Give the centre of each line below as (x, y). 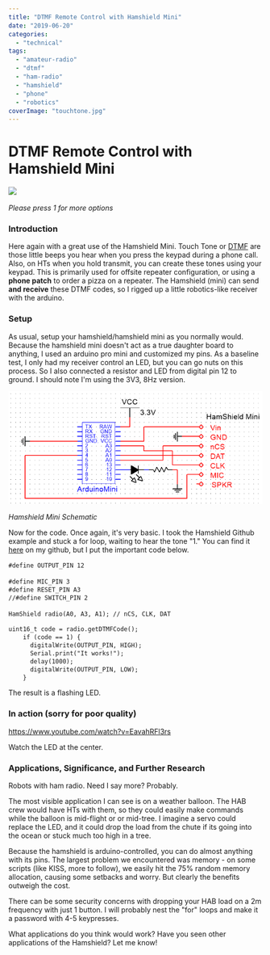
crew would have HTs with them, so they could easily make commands (126, 810)
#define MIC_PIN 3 (39, 582)
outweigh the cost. (39, 886)
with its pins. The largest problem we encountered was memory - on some (132, 860)
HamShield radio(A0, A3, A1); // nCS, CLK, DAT (90, 614)
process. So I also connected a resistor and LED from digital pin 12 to (123, 371)
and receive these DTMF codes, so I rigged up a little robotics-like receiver (133, 289)
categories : (28, 34)
